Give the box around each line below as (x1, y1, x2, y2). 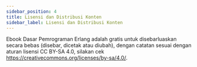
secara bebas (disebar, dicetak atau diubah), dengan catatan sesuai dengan (6, 42, 192, 49)
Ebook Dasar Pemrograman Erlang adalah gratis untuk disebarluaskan (6, 36, 177, 43)
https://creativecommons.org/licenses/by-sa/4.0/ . (6, 54, 128, 62)
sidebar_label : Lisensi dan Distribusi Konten (6, 19, 123, 25)
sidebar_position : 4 (6, 8, 57, 15)
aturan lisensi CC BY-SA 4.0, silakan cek (6, 48, 105, 55)
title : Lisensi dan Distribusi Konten (6, 14, 102, 20)
